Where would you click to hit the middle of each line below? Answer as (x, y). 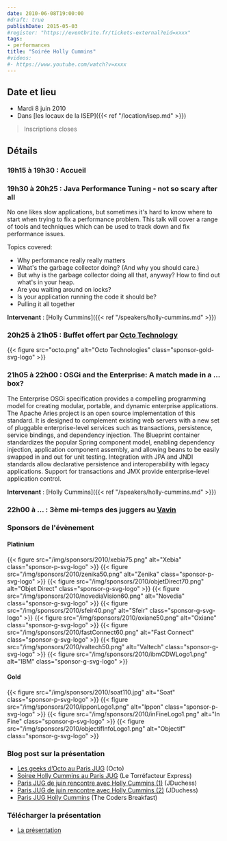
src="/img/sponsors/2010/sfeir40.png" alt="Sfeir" (78, 610)
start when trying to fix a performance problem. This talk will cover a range (112, 219)
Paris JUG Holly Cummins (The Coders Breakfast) (87, 798)
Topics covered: (30, 247)
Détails (22, 150)
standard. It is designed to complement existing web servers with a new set (113, 420)
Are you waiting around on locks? (64, 290)
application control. (34, 478)
